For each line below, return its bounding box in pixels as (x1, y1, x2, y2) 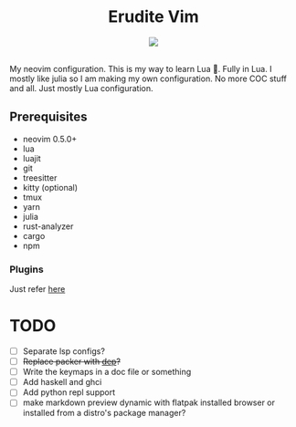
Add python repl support (22, 387, 116, 398)
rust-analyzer (22, 221, 74, 232)
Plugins (9, 263, 44, 276)
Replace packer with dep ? (22, 356, 122, 367)
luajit (22, 152, 41, 163)
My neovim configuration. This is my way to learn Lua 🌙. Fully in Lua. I (9, 63, 272, 74)
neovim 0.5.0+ (22, 133, 78, 144)
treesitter (22, 172, 58, 183)
